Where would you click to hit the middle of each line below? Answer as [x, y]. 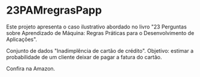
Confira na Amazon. [31, 68]
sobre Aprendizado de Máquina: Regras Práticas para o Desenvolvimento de [100, 33]
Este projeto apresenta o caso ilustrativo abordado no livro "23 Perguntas [96, 27]
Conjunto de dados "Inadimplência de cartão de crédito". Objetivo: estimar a [100, 50]
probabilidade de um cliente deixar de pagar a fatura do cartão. [84, 57]
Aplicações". [22, 39]
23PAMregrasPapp [54, 10]
